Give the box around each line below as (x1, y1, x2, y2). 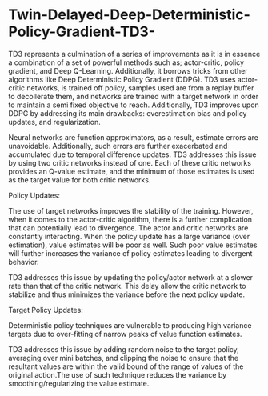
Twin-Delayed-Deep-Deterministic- (8, 6, 250, 24)
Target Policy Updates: (8, 305, 84, 314)
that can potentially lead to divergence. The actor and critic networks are (8, 222, 249, 233)
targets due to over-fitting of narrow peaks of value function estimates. (8, 329, 242, 338)
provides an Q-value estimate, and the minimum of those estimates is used (8, 166, 255, 176)
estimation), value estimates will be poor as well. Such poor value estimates (8, 240, 258, 250)
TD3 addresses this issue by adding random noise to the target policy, (8, 344, 240, 354)
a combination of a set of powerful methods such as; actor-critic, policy (8, 58, 245, 67)
